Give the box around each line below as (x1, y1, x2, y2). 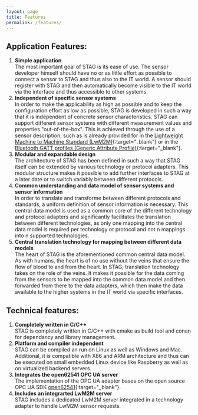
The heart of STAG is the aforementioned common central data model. (14, 251, 186, 258)
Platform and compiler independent (14, 340, 104, 347)
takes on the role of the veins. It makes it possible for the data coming (14, 270, 184, 277)
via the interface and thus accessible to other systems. (14, 88, 148, 95)
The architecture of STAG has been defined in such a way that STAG (14, 157, 181, 164)
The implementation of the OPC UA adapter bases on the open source (14, 377, 186, 384)
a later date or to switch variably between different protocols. (14, 176, 163, 183)
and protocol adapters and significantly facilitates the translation (14, 213, 171, 221)
